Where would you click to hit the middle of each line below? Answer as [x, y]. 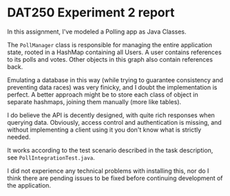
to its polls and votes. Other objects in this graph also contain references [110, 59]
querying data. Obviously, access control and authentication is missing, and [114, 122]
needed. [19, 137]
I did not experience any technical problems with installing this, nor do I [108, 171]
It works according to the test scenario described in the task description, [110, 150]
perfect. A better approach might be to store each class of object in [103, 95]
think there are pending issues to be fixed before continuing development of [115, 178]
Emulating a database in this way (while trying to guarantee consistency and [115, 79]
